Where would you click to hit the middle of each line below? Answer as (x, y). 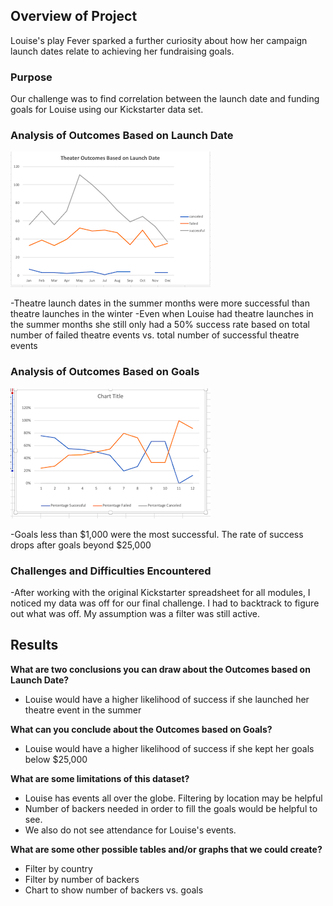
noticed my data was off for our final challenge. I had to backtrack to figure (165, 603)
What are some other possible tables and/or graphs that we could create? (166, 849)
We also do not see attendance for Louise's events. (130, 830)
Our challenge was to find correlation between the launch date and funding (165, 99)
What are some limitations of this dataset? (100, 778)
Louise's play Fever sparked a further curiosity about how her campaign (159, 40)
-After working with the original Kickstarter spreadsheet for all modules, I (160, 592)
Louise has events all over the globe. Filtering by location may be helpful (173, 798)
